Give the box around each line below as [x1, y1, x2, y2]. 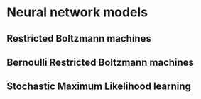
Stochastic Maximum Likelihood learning [6, 81, 191, 93]
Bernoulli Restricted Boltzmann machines [6, 56, 195, 68]
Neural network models [6, 4, 148, 21]
